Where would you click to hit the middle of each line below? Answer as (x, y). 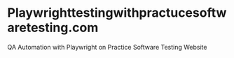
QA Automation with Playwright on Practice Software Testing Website (107, 47)
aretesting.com (53, 28)
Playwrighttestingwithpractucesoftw (117, 13)
